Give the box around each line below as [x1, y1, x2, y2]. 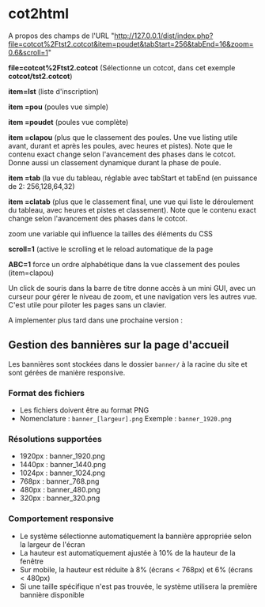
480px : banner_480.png [19, 485, 100, 495]
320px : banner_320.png [19, 493, 100, 503]
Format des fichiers [8, 387, 85, 398]
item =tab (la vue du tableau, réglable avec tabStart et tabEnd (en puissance [8, 173, 258, 183]
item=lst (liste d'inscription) [8, 86, 99, 96]
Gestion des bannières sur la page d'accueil [8, 338, 229, 352]
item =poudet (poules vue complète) [8, 117, 129, 126]
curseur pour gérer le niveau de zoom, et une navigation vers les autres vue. [8, 292, 257, 301]
